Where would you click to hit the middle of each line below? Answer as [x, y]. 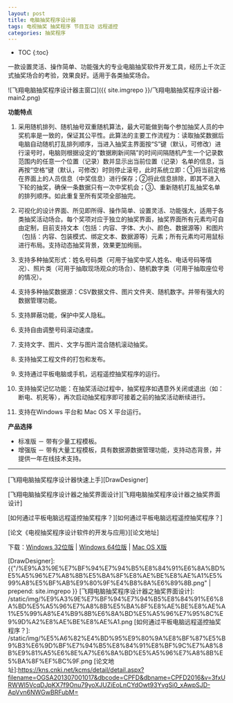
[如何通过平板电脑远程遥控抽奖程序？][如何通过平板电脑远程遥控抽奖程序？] [115, 518]
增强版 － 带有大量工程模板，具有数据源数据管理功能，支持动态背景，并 [120, 450]
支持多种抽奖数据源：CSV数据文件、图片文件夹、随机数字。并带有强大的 [121, 292]
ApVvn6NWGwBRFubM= [43, 693]
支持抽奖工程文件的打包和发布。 [63, 359]
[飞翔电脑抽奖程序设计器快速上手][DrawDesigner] [78, 480]
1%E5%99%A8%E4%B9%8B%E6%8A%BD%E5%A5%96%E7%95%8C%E [116, 614]
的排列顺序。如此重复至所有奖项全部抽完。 [78, 196]
